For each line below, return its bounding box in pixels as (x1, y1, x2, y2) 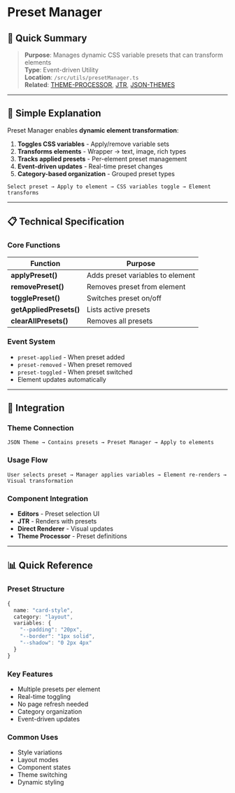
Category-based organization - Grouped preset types (17, 169, 176, 178)
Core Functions (7, 240, 61, 250)
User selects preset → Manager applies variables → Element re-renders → (7, 471, 227, 478)
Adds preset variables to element (86, 270, 196, 280)
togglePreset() (10, 293, 61, 302)
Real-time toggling (17, 692, 71, 700)
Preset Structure (7, 584, 65, 594)
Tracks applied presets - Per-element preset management (17, 154, 187, 163)
